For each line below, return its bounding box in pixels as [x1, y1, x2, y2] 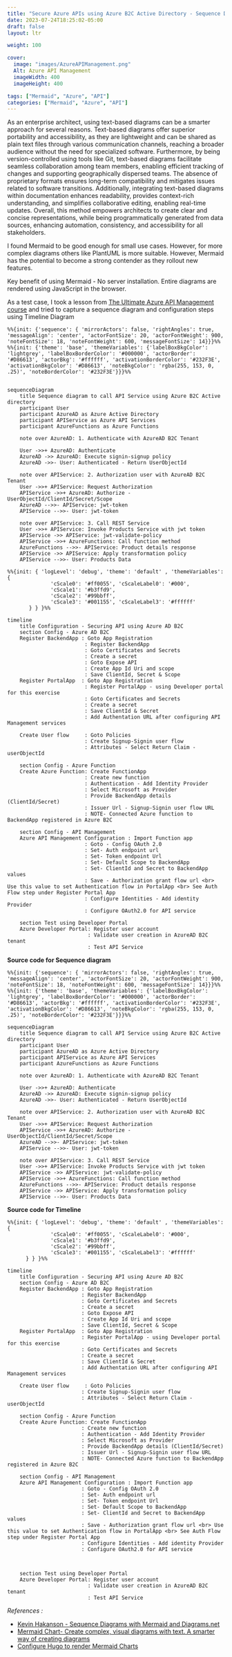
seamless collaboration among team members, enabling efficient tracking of [7, 162, 224, 170]
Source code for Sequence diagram [7, 956, 111, 964]
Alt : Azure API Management [13, 67, 91, 74]
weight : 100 [7, 42, 41, 49]
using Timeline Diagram [7, 313, 75, 321]
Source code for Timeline [7, 1206, 81, 1214]
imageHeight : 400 [13, 80, 64, 87]
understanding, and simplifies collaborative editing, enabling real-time [7, 199, 206, 208]
